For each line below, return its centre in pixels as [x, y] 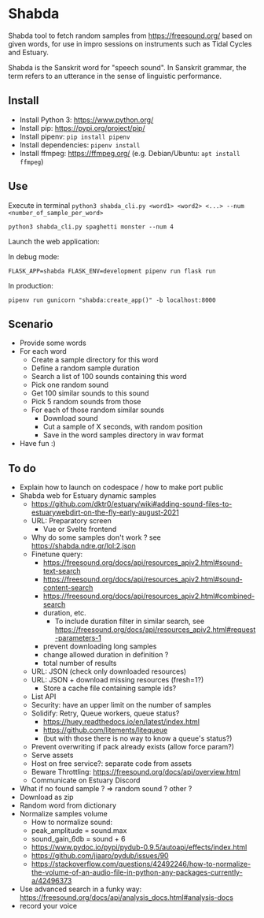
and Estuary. [28, 52]
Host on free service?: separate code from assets [112, 764]
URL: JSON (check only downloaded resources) [109, 671]
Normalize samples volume [63, 814]
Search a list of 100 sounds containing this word [109, 377]
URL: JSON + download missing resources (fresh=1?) [117, 680]
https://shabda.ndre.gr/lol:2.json [83, 546]
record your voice [48, 906]
